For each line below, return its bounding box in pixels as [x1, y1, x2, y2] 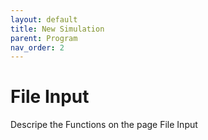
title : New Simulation [10, 24, 105, 34]
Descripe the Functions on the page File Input [10, 119, 198, 131]
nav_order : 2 [10, 42, 65, 53]
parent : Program [10, 33, 78, 43]
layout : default [10, 14, 78, 25]
